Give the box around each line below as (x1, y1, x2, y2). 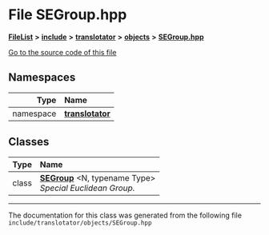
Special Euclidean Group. (39, 182, 135, 193)
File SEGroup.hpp (8, 6, 127, 24)
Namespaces (8, 70, 76, 85)
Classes (8, 135, 50, 149)
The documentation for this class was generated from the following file (8, 210, 243, 220)
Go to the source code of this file (8, 47, 117, 57)
